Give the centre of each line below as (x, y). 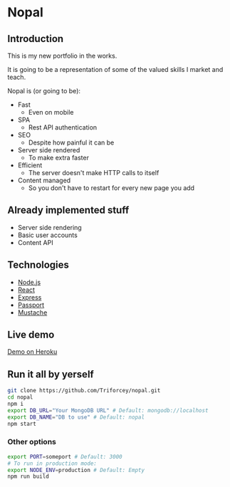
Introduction (36, 39)
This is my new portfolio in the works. (62, 56)
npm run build (28, 477)
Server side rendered (49, 150)
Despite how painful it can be (71, 142)
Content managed (44, 180)
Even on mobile (51, 112)
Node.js (29, 282)
